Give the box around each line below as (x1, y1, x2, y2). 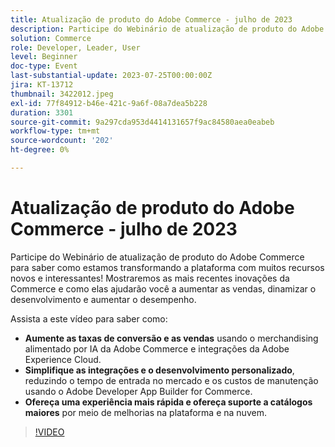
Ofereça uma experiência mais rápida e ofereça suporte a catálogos (24, 396, 313, 408)
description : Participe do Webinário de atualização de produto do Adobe (10, 24, 325, 34)
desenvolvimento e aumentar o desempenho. (10, 293, 197, 305)
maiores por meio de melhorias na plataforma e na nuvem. (24, 406, 267, 418)
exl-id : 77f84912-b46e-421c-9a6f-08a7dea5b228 (10, 98, 208, 108)
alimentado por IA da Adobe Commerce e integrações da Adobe (24, 342, 290, 355)
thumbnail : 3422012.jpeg (10, 89, 114, 99)
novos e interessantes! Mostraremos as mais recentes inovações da (10, 272, 290, 284)
